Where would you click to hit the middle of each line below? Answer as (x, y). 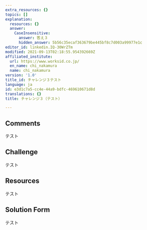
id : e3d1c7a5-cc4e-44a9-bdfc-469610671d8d (50, 89)
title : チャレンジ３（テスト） (34, 98)
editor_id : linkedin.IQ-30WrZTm (39, 47)
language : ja (19, 84)
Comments (23, 123)
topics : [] (17, 15)
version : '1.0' (21, 75)
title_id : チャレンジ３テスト (33, 80)
